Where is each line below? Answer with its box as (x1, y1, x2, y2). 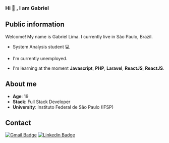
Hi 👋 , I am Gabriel (5, 5, 49, 12)
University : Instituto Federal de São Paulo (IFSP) (12, 104, 114, 110)
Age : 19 (12, 93, 29, 99)
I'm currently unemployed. (12, 55, 68, 61)
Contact (5, 118, 31, 127)
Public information (5, 20, 65, 29)
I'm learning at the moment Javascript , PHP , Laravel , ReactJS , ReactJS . (12, 65, 164, 71)
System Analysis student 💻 (12, 43, 70, 50)
